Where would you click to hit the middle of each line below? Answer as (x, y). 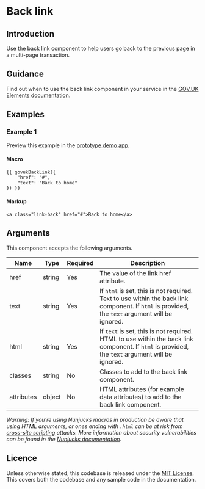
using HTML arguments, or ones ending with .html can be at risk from (95, 426)
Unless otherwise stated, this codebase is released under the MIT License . (100, 473)
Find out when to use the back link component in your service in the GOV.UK (103, 89)
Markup (16, 201)
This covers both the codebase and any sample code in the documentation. (101, 479)
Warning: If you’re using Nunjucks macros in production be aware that (95, 419)
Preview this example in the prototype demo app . (68, 145)
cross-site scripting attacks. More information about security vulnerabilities (102, 432)
